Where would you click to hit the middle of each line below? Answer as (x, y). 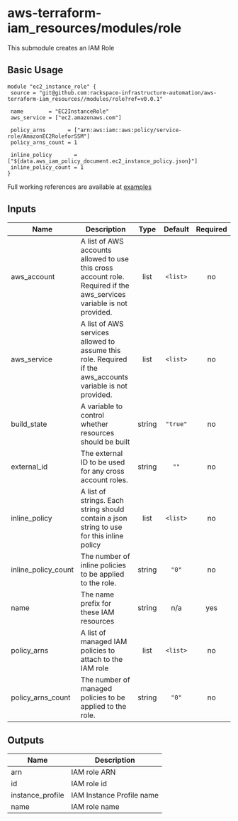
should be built (105, 442)
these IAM (97, 612)
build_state (29, 424)
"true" (176, 424)
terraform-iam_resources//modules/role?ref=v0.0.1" (85, 99)
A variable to (101, 406)
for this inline (102, 535)
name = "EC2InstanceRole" (60, 112)
